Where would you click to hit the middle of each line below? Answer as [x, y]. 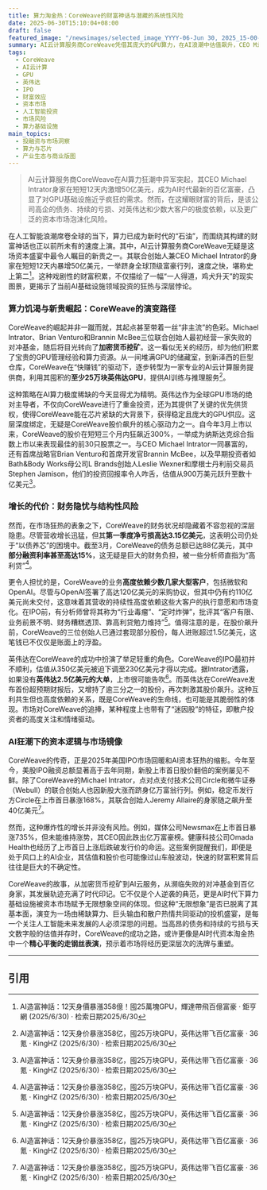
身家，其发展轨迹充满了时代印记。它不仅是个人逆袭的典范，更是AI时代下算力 [133, 894]
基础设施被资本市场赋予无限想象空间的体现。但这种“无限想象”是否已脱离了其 [133, 903]
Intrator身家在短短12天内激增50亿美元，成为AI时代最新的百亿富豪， [138, 189]
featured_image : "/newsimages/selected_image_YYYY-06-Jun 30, [113, 38]
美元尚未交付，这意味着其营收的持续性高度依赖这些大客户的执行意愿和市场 [130, 602]
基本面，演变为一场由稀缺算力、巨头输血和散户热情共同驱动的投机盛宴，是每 [133, 914]
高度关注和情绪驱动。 [64, 719]
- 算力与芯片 [34, 149]
